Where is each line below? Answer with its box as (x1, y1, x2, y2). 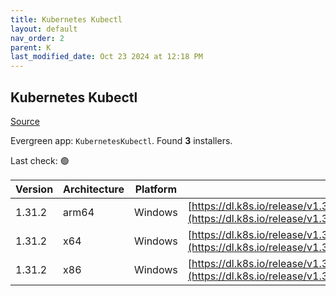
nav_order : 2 (10, 33, 65, 43)
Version (15, 182, 54, 196)
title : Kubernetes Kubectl (10, 14, 123, 25)
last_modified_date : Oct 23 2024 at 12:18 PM (10, 52, 203, 62)
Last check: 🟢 (10, 154, 70, 166)
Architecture (63, 182, 125, 196)
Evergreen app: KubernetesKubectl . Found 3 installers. (10, 134, 233, 146)
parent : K (10, 42, 52, 53)
